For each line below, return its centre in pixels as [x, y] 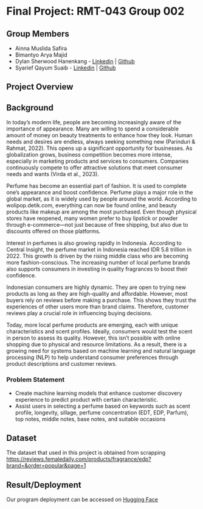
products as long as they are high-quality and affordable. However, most [97, 294]
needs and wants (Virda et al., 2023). [53, 174]
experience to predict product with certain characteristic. [87, 399]
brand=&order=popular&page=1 [46, 466]
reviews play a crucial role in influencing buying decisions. [79, 313]
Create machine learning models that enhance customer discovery [98, 393]
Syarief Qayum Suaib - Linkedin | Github [66, 68]
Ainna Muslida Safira [41, 48]
